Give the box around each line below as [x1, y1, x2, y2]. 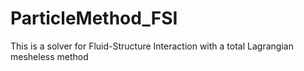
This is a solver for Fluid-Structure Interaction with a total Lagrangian [10, 40, 294, 52]
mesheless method [10, 50, 89, 62]
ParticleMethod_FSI [10, 7, 178, 30]
